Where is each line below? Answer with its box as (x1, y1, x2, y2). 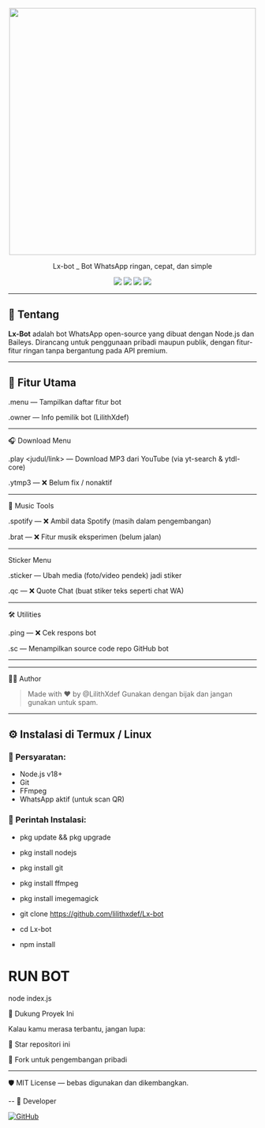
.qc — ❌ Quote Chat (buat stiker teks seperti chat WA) (8, 586, 185, 595)
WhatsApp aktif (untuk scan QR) (19, 794, 125, 804)
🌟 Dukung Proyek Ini (8, 1009, 75, 1018)
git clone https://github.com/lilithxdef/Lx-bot (19, 909, 164, 919)
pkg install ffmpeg (19, 878, 79, 888)
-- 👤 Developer (8, 1096, 57, 1106)
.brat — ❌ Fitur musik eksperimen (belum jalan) (8, 532, 162, 541)
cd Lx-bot (19, 924, 52, 934)
